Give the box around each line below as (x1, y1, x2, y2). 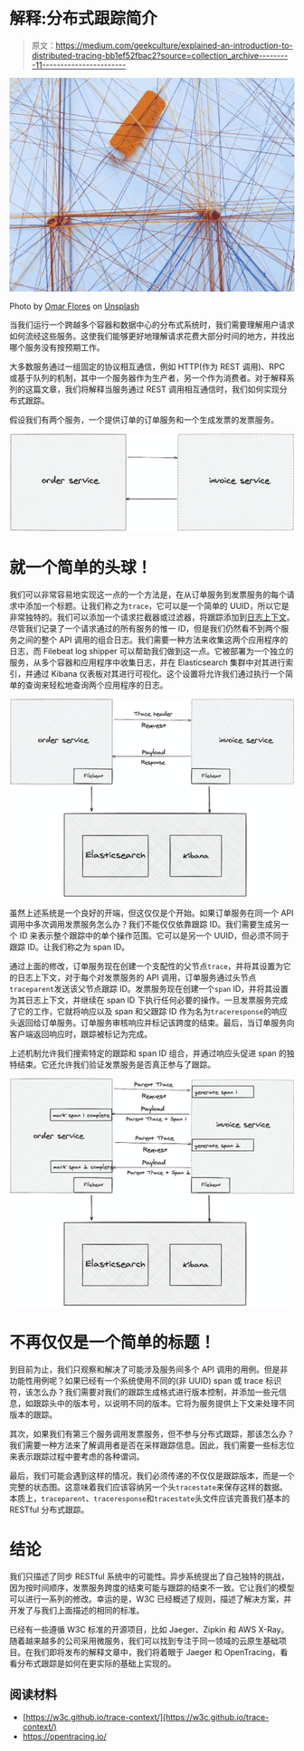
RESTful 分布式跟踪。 (9, 1504, 90, 1516)
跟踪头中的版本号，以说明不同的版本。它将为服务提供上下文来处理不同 (33, 1398, 295, 1409)
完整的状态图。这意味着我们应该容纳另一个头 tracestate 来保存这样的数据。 (9, 1481, 288, 1493)
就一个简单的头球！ (9, 557, 153, 577)
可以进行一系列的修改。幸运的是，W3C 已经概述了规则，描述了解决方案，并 (9, 1594, 292, 1604)
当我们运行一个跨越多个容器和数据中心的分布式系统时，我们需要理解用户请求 (9, 319, 295, 330)
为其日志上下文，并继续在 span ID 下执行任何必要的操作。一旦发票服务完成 (9, 994, 288, 1005)
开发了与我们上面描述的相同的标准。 (9, 1604, 145, 1615)
